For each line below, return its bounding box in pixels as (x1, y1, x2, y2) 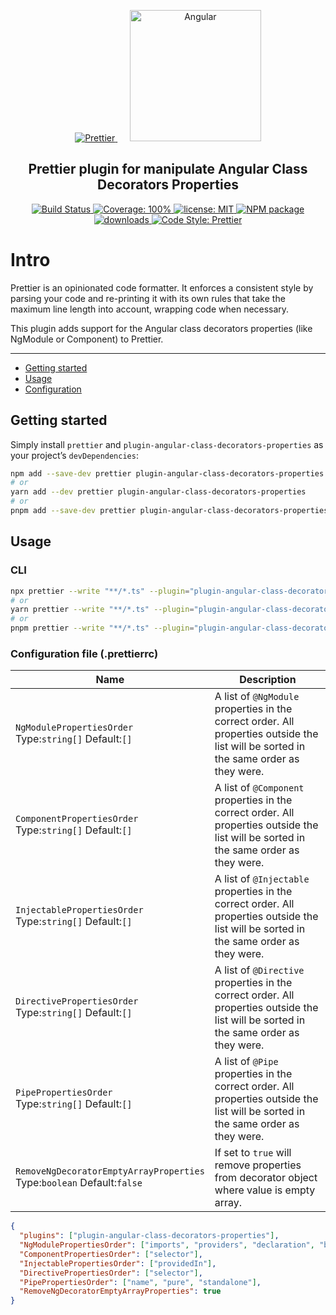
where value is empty (214, 1183, 316, 1197)
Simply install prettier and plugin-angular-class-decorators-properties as (10, 438, 324, 450)
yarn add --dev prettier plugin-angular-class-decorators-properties (10, 487, 307, 497)
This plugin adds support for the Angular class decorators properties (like (10, 322, 313, 334)
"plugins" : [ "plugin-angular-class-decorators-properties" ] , (19, 1231, 280, 1241)
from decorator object (214, 1171, 318, 1185)
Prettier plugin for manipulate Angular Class (28, 161, 308, 178)
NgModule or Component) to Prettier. (10, 333, 164, 345)
